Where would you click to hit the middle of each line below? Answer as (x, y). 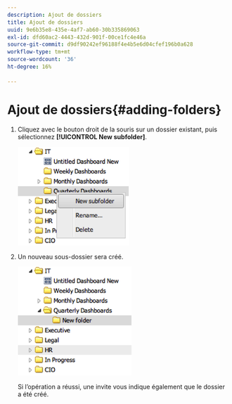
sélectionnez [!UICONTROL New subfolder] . (82, 136)
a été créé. (33, 394)
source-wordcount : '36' (42, 60)
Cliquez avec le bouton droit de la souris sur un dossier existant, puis (117, 129)
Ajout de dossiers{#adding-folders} (114, 110)
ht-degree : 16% (30, 67)
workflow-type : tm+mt (39, 52)
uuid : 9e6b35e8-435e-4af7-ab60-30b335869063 (73, 30)
